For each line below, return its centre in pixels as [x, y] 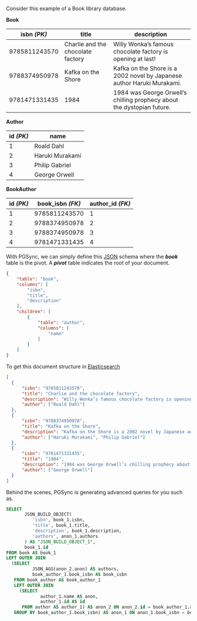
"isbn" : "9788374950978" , [53, 421]
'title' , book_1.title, [61, 525]
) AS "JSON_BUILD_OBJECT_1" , [60, 542]
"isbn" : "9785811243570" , [53, 388]
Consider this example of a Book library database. [67, 9]
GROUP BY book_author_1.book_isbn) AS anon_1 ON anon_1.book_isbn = [99, 613]
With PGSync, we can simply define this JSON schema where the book [92, 257]
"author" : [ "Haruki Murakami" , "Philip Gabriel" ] [83, 437]
